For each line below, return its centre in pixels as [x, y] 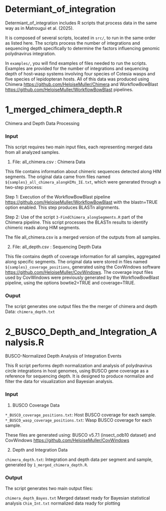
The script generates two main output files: [49, 488]
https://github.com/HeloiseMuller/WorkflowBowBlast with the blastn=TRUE [82, 202]
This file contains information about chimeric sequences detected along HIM [83, 172]
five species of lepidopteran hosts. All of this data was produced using [77, 79]
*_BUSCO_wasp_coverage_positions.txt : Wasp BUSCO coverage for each [79, 420]
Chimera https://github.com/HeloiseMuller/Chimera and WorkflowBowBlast [82, 84]
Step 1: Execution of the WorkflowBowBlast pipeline [58, 197]
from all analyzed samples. [32, 152]
